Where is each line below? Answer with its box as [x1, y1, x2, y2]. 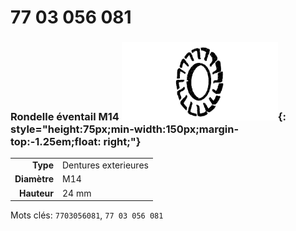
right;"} [103, 135, 142, 149]
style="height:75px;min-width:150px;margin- [10, 122, 240, 136]
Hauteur [18, 187, 54, 199]
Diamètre [14, 173, 54, 185]
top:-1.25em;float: [10, 135, 102, 149]
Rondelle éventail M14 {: [10, 110, 287, 124]
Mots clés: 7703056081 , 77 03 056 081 [10, 209, 164, 221]
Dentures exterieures [61, 159, 149, 171]
